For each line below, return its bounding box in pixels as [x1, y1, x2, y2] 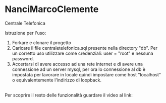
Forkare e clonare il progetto [12, 39, 72, 46]
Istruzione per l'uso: [5, 30, 46, 36]
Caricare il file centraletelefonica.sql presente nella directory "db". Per [12, 45, 157, 51]
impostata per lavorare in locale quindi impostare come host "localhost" [12, 71, 161, 77]
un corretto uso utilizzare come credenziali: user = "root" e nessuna [12, 50, 153, 56]
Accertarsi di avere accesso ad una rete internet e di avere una [12, 61, 143, 67]
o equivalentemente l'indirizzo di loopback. [12, 77, 102, 83]
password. [12, 55, 34, 61]
